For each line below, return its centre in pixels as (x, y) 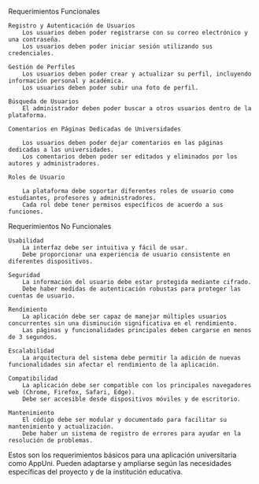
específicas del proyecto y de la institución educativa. (96, 472)
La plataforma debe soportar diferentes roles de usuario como (128, 191)
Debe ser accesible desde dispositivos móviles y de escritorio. (132, 399)
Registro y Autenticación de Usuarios (72, 26)
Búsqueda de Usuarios (44, 102)
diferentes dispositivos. (50, 261)
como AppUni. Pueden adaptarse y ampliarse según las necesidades (120, 463)
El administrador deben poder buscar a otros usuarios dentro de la (137, 109)
